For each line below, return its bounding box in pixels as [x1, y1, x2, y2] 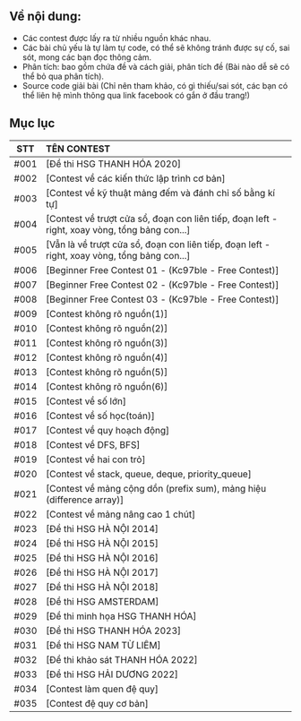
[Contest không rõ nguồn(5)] [46, 365, 168, 378]
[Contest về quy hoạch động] [46, 424, 170, 436]
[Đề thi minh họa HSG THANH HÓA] [46, 610, 197, 622]
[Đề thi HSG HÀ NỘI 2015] [46, 536, 159, 549]
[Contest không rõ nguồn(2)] [46, 322, 168, 334]
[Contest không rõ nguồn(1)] [46, 307, 168, 320]
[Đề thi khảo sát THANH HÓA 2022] [46, 653, 199, 665]
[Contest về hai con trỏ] [46, 453, 146, 466]
